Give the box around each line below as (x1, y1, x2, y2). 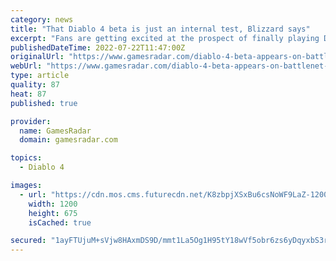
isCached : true (28, 217, 92, 228)
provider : (10, 116, 52, 126)
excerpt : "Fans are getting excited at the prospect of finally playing (10, 33, 320, 43)
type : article (10, 71, 70, 81)
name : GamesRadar (19, 126, 92, 136)
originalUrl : (10, 52, 65, 62)
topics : (10, 153, 43, 163)
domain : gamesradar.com (19, 135, 118, 145)
